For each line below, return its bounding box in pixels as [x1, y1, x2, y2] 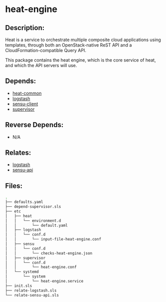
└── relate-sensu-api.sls [5, 292, 59, 297]
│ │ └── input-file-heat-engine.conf [5, 237, 101, 242]
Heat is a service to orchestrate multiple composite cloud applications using [5, 37, 161, 43]
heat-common [12, 90, 42, 96]
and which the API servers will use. [5, 63, 77, 68]
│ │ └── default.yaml [5, 223, 68, 228]
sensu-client [12, 101, 38, 107]
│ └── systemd [5, 269, 39, 274]
